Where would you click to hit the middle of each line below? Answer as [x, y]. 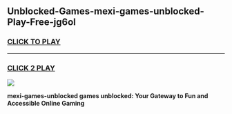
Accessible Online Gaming [46, 103]
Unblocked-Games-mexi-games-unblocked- [106, 11]
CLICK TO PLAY [34, 42]
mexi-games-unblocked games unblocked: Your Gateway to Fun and [108, 95]
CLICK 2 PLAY [31, 68]
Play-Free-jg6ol [41, 22]
